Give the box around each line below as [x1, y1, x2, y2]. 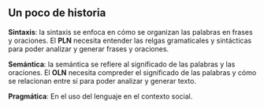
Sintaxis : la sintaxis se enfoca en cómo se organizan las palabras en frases [8, 27, 254, 36]
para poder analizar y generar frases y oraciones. [8, 43, 169, 54]
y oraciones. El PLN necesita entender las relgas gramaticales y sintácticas [8, 36, 252, 45]
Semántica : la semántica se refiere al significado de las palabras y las [8, 59, 236, 69]
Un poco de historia [8, 6, 106, 20]
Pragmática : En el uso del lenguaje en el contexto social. [8, 91, 193, 101]
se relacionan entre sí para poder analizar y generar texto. [8, 76, 197, 85]
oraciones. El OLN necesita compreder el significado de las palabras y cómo [8, 67, 257, 77]
